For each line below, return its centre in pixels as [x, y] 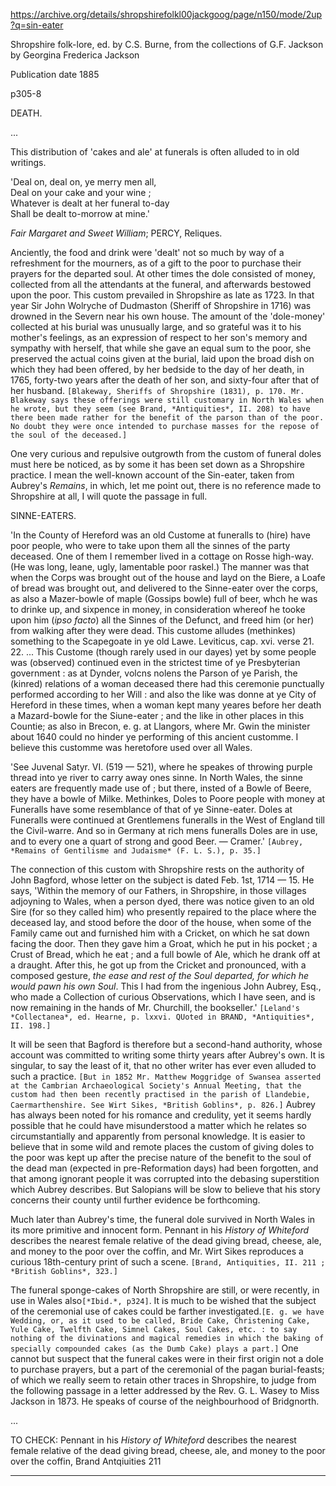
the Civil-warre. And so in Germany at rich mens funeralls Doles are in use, [164, 830]
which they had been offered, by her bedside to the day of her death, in [157, 369]
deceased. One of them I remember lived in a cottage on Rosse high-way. [162, 556]
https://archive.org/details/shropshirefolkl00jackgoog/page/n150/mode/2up [166, 14]
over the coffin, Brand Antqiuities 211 [86, 1461]
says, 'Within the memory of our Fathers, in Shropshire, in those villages [158, 890]
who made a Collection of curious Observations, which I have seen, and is [163, 997]
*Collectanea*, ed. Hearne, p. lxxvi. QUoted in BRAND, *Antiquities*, [162, 1017]
